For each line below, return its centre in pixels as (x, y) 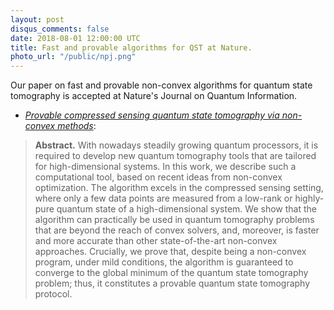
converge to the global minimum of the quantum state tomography (171, 273)
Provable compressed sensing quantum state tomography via (152, 115)
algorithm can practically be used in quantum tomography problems (174, 220)
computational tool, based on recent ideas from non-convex (158, 177)
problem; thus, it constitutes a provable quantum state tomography (172, 283)
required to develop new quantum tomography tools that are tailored (175, 156)
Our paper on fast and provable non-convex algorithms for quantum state (161, 85)
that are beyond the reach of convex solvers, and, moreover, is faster (177, 230)
